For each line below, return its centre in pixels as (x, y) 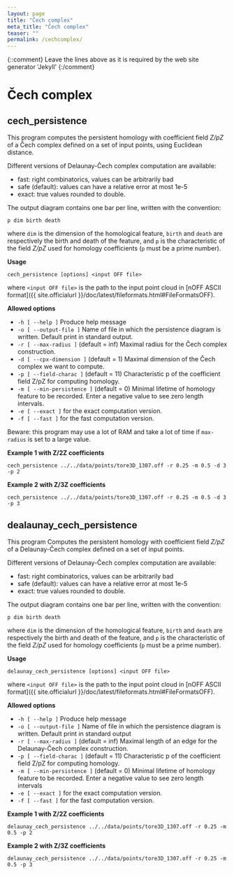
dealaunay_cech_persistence (72, 525)
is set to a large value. (59, 440)
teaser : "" (23, 33)
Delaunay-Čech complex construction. (73, 748)
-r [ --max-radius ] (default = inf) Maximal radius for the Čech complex (122, 344)
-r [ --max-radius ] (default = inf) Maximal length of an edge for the (117, 741)
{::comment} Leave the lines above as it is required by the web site (103, 59)
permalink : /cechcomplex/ (45, 40)
